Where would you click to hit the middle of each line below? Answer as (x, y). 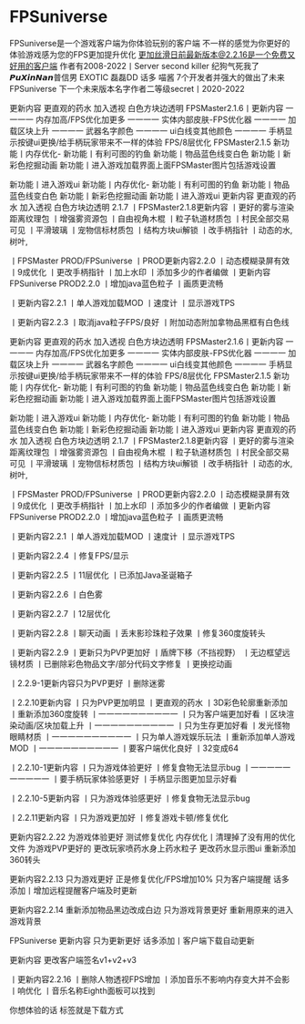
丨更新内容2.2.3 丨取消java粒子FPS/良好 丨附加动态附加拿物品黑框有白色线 (149, 322)
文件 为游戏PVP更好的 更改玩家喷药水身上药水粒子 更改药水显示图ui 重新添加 (152, 848)
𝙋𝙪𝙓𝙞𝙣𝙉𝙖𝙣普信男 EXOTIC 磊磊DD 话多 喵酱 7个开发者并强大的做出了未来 (147, 77)
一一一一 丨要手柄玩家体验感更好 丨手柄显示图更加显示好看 (127, 778)
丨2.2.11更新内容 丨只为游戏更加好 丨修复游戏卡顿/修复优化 (119, 817)
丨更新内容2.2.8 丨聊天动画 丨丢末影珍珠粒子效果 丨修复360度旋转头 (137, 633)
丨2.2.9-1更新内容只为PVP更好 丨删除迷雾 (87, 683)
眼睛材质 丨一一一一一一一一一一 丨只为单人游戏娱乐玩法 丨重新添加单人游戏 (152, 736)
